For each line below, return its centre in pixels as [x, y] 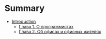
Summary [24, 8]
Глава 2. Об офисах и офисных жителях [60, 31]
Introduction [24, 21]
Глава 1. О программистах [46, 26]
